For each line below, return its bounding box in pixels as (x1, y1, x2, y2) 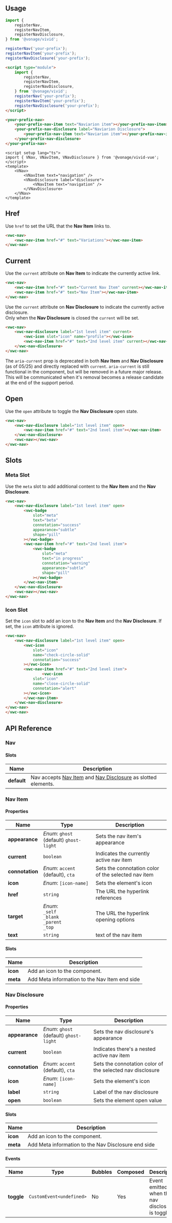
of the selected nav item (95, 871, 154, 878)
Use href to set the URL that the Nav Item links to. (5, 223, 111, 229)
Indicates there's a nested (93, 1045, 156, 1052)
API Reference (5, 724, 52, 732)
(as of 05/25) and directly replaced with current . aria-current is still (5, 363, 149, 369)
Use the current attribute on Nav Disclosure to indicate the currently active (5, 304, 165, 310)
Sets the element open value (93, 1097, 162, 1104)
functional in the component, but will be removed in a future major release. (5, 368, 163, 374)
